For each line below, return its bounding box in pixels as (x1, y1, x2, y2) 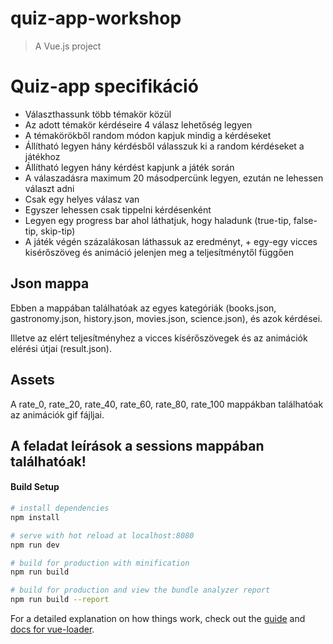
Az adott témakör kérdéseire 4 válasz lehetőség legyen (24, 118, 253, 131)
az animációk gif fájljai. (10, 408, 105, 421)
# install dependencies (10, 503, 110, 514)
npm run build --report (10, 595, 110, 605)
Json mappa (10, 275, 90, 292)
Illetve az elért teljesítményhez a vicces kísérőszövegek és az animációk (10, 332, 308, 344)
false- (293, 214, 318, 226)
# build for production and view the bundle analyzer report (10, 585, 271, 596)
